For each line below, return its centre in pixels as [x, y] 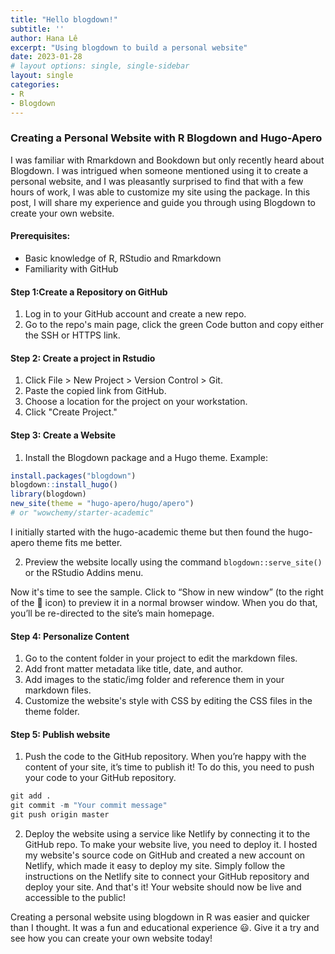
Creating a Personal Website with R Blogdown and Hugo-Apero [166, 138]
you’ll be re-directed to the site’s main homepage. [112, 613]
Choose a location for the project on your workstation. [136, 402]
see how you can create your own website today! [111, 938]
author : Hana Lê [44, 38]
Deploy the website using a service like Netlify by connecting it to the [167, 834]
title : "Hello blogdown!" [64, 19]
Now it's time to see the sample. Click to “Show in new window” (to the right [167, 592]
